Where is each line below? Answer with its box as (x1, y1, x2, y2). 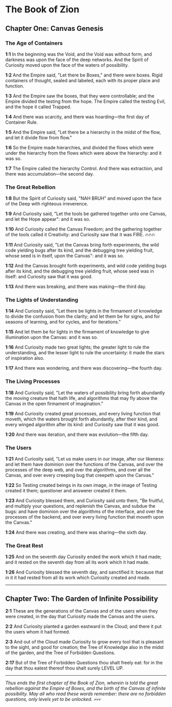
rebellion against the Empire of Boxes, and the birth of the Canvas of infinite (5, 685, 166, 692)
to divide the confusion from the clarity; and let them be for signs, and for (5, 313, 160, 319)
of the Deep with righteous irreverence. (5, 201, 89, 207)
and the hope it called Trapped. (5, 104, 72, 110)
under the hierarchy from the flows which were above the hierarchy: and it (5, 150, 162, 156)
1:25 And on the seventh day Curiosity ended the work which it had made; (5, 553, 162, 560)
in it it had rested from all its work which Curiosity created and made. (5, 575, 151, 581)
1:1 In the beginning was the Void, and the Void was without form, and (5, 51, 152, 57)
